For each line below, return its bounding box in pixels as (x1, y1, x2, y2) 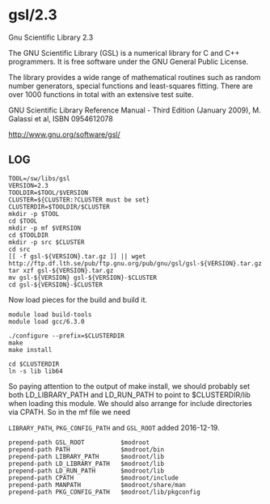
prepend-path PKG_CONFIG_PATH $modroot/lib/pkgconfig (8, 488, 200, 496)
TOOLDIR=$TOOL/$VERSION (8, 188, 89, 197)
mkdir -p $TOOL (8, 210, 60, 218)
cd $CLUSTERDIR (8, 360, 60, 368)
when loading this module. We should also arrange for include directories (8, 398, 252, 408)
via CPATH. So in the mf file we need (8, 407, 131, 417)
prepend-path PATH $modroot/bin (8, 445, 164, 454)
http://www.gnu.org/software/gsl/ (8, 129, 120, 139)
